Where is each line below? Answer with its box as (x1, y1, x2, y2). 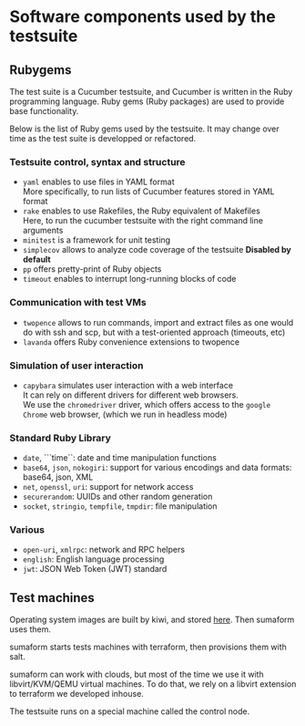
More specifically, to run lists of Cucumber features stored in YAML (22, 186, 275, 197)
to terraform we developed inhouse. (9, 689, 144, 700)
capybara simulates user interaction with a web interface (22, 379, 234, 390)
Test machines (9, 590, 96, 606)
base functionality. (9, 106, 79, 116)
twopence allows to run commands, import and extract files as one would (22, 316, 294, 327)
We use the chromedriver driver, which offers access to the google (22, 399, 271, 410)
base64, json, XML (22, 472, 94, 482)
